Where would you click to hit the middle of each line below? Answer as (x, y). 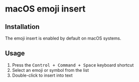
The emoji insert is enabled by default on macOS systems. (63, 38)
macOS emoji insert (45, 9)
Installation (22, 27)
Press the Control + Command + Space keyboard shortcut (73, 65)
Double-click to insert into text (42, 75)
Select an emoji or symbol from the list (50, 70)
